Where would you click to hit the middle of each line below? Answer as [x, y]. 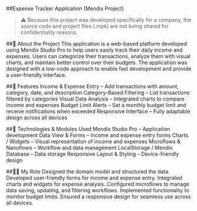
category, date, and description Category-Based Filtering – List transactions [98, 93]
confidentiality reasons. [49, 32]
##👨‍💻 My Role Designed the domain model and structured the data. [88, 172]
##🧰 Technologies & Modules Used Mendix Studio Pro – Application [88, 129]
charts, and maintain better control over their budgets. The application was [97, 62]
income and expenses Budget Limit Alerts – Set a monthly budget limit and [96, 105]
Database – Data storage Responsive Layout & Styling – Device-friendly [93, 154]
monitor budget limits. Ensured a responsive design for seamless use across [98, 197]
